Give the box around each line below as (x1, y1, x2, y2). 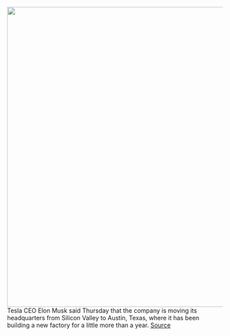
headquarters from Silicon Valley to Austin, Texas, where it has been (7, 314, 200, 322)
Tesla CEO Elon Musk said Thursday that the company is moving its (7, 307, 197, 315)
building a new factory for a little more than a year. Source (7, 321, 171, 329)
